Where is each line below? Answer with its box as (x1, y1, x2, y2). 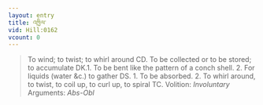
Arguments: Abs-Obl (27, 88, 94, 98)
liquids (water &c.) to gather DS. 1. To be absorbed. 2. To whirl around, (27, 71, 256, 81)
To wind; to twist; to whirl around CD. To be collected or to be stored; (27, 55, 252, 64)
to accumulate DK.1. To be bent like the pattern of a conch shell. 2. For (27, 63, 255, 73)
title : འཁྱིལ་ (8, 19, 46, 27)
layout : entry (8, 11, 55, 20)
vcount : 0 (8, 33, 41, 42)
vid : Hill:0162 (8, 26, 58, 34)
